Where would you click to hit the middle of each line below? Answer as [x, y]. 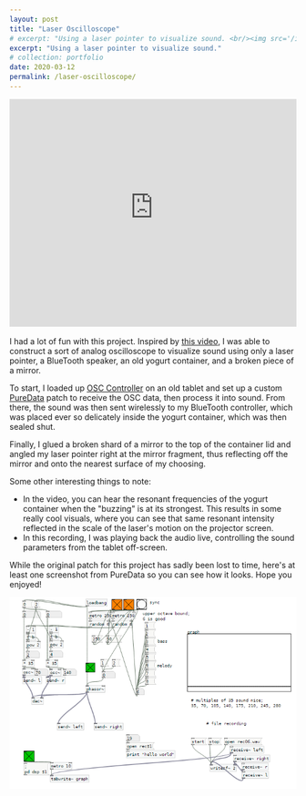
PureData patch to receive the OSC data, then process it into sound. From [147, 397]
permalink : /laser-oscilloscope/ [73, 77]
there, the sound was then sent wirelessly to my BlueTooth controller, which [151, 407]
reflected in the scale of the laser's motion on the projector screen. [148, 527]
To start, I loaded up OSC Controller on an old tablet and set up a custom [146, 388]
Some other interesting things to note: [81, 481]
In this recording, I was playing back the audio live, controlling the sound [158, 537]
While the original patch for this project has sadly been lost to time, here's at [153, 565]
